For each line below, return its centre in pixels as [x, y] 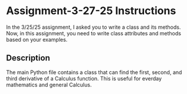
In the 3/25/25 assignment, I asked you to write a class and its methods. [93, 27]
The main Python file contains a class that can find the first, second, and [94, 72]
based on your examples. [37, 39]
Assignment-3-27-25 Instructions [91, 11]
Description [28, 58]
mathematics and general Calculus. [49, 85]
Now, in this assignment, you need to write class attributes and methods [94, 33]
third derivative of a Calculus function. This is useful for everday [84, 78]
